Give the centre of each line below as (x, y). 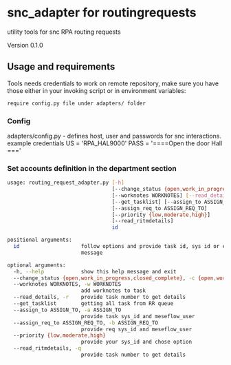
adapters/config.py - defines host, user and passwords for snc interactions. (114, 136)
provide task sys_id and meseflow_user (138, 316)
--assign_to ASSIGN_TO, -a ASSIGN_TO (67, 310)
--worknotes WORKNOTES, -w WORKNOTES (67, 284)
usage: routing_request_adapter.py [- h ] (66, 183)
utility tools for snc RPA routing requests (64, 32)
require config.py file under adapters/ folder (77, 103)
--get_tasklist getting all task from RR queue (93, 304)
